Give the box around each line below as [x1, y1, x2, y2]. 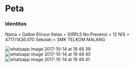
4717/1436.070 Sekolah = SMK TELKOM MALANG [5, 37, 105, 43]
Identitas [5, 21, 27, 27]
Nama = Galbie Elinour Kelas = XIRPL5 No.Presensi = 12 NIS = [5, 31, 130, 37]
